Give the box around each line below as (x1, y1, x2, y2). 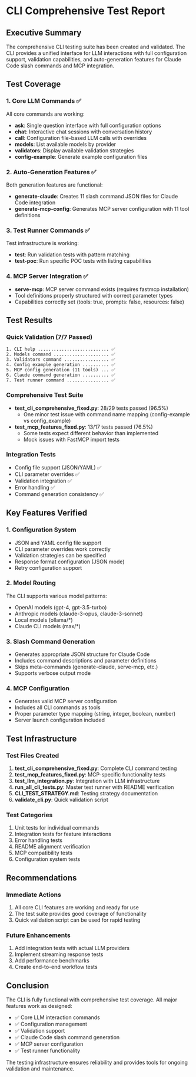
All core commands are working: (6, 110, 85, 118)
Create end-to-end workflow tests (14, 964, 98, 971)
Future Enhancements (6, 931, 71, 939)
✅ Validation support (14, 1027, 65, 1034)
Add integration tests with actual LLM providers (14, 945, 130, 952)
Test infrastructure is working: (6, 240, 79, 247)
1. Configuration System (6, 526, 77, 534)
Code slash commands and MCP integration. (6, 62, 115, 69)
